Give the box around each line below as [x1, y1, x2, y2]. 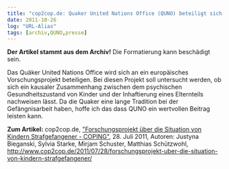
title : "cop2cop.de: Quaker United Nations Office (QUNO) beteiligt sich [7, 10, 223, 17]
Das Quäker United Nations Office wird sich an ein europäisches [7, 68, 189, 77]
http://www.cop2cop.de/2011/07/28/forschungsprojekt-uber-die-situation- [7, 147, 218, 155]
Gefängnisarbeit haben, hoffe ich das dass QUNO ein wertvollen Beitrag [7, 105, 210, 113]
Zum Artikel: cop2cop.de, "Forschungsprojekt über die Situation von [7, 125, 202, 133]
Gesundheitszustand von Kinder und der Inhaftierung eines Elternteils [7, 90, 204, 99]
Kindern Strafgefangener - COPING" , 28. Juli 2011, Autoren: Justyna [7, 133, 200, 141]
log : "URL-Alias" [7, 23, 57, 29]
